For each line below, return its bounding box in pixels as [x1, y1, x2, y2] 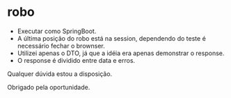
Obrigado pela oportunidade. [7, 83, 90, 91]
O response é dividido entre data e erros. [17, 56, 136, 64]
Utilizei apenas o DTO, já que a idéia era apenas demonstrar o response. [17, 49, 225, 57]
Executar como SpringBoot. [17, 27, 97, 35]
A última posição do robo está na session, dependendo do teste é [17, 34, 207, 42]
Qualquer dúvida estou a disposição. [7, 70, 113, 78]
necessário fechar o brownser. [17, 41, 106, 50]
